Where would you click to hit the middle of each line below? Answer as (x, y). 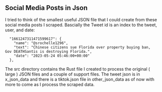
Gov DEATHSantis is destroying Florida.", (49, 51)
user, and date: (20, 30)
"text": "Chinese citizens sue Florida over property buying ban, (82, 47)
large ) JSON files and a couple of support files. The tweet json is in (73, 74)
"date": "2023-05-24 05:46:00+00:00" (52, 56)
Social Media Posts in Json (46, 8)
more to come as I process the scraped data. (50, 84)
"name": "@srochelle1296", (41, 43)
